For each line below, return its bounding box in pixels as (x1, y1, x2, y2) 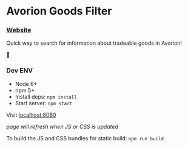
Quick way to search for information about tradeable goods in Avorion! (6, 39, 183, 47)
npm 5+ (15, 87, 35, 94)
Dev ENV (6, 67, 33, 75)
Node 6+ (15, 80, 38, 87)
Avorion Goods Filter (6, 4, 112, 18)
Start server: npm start (15, 99, 73, 106)
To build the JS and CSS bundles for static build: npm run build (6, 134, 164, 142)
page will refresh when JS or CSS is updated (6, 123, 118, 130)
